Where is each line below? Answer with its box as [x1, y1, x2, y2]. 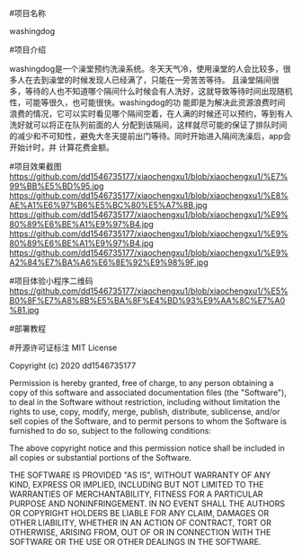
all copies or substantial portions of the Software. [9, 453, 191, 462]
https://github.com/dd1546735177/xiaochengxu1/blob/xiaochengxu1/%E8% [9, 190, 289, 200]
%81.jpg [9, 304, 40, 315]
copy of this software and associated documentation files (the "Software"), [9, 387, 288, 398]
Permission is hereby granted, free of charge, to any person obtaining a [9, 378, 274, 388]
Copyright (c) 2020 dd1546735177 [9, 360, 137, 371]
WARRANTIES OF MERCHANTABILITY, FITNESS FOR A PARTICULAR [9, 488, 263, 499]
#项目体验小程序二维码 [9, 276, 93, 286]
